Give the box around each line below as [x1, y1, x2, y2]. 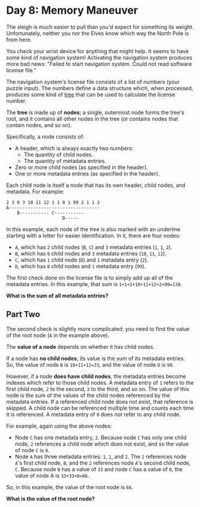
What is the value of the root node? [6, 495, 96, 502]
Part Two [6, 309, 41, 319]
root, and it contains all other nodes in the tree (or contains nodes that [6, 115, 179, 122]
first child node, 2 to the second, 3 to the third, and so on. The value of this [6, 385, 189, 392]
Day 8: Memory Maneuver [6, 4, 139, 17]
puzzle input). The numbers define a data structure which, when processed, [6, 84, 193, 91]
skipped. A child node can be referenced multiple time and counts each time [6, 404, 194, 411]
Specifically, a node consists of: [6, 133, 85, 140]
